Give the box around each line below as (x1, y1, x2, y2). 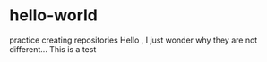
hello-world (9, 5, 99, 26)
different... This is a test (9, 43, 97, 54)
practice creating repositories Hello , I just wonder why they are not (9, 35, 258, 45)
